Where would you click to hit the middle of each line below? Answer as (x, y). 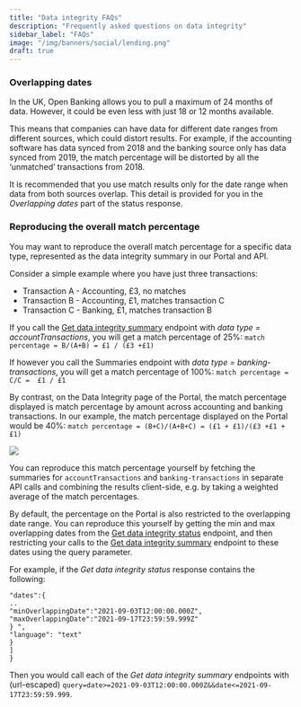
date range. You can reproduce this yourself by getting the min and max (142, 523)
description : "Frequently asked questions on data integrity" (128, 26)
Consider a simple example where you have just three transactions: (134, 273)
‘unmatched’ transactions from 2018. (77, 167)
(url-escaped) (35, 685)
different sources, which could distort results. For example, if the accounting (150, 138)
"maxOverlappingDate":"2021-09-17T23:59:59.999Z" (104, 619)
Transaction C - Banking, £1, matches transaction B (117, 310)
